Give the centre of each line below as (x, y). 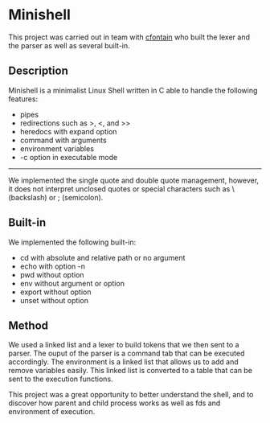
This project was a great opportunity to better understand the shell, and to (131, 395)
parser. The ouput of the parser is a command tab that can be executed (127, 353)
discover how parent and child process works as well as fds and (115, 403)
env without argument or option (72, 283)
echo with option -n (53, 266)
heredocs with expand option (68, 131)
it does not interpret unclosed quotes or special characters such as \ (122, 189)
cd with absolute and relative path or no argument (102, 257)
